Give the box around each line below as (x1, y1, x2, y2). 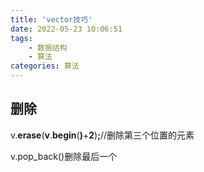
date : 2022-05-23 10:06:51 (10, 24, 123, 34)
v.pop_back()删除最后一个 (10, 150, 118, 162)
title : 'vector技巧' (10, 14, 93, 25)
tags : (10, 33, 33, 43)
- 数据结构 (28, 42, 68, 53)
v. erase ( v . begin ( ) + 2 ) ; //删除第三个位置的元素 (10, 129, 195, 141)
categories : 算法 (10, 61, 80, 71)
